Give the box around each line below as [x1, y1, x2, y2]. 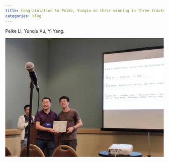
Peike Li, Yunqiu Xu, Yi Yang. [5, 28, 65, 34]
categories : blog [5, 13, 42, 19]
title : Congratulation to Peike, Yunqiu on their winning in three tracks [5, 8, 165, 13]
